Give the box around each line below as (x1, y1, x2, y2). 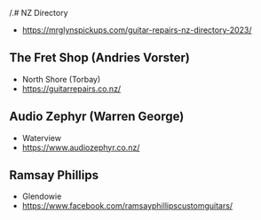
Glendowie (21, 191, 62, 202)
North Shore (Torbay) (21, 74, 101, 84)
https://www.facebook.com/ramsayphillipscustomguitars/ (21, 200, 233, 211)
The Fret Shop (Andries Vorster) (9, 51, 191, 66)
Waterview (21, 132, 62, 143)
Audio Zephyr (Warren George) (9, 109, 185, 124)
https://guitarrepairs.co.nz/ (21, 83, 122, 94)
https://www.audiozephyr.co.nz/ (21, 142, 140, 153)
